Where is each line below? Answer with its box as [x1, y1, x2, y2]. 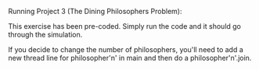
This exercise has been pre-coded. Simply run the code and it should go [8, 22, 241, 30]
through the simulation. [8, 30, 83, 39]
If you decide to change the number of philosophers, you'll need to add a [8, 45, 244, 54]
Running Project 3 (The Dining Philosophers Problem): [8, 7, 182, 16]
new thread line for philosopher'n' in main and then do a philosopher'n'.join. [8, 54, 252, 62]
